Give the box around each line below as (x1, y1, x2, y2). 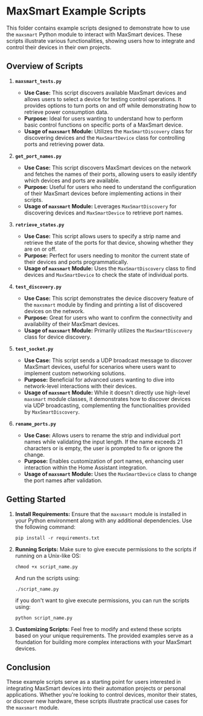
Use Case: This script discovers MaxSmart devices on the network (24, 164, 191, 171)
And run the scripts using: (15, 574, 80, 582)
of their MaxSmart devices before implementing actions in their (24, 190, 182, 197)
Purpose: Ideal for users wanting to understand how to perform (24, 114, 184, 122)
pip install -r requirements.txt (15, 535, 100, 541)
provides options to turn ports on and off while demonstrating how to (24, 102, 197, 109)
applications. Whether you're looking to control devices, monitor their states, (6, 691, 198, 698)
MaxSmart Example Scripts (6, 4, 147, 18)
